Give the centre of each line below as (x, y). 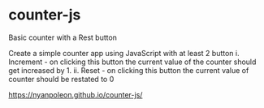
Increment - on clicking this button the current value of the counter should (132, 62)
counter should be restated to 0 (61, 79)
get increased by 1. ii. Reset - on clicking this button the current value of (129, 70)
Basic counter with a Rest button (63, 37)
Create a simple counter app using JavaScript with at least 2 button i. (124, 53)
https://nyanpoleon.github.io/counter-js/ (76, 94)
